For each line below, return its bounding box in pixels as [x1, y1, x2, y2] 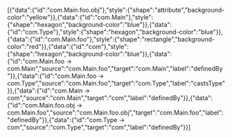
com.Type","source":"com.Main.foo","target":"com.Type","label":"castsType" [7, 79, 226, 87]
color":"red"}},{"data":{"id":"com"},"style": [7, 43, 130, 50]
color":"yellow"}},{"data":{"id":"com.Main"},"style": [7, 13, 154, 21]
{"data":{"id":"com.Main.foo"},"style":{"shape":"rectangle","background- [7, 35, 215, 43]
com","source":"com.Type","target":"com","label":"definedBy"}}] [7, 124, 191, 131]
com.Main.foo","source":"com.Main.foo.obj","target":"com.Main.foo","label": [7, 108, 224, 117]
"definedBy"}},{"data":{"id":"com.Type [7, 116, 118, 124]
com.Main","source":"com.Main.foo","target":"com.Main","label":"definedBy [7, 65, 223, 72]
